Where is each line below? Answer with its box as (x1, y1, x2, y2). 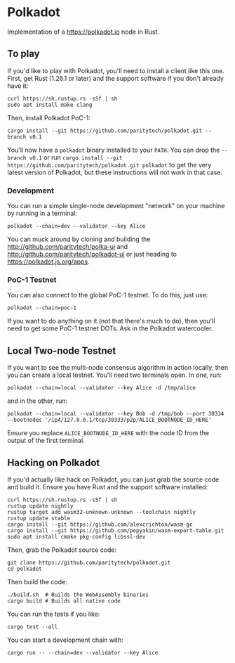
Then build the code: (7, 577, 67, 586)
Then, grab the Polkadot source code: (7, 546, 117, 554)
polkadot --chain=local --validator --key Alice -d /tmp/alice (7, 385, 196, 392)
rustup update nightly (7, 502, 74, 510)
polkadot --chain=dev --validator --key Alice (7, 223, 146, 230)
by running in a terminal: (7, 209, 78, 218)
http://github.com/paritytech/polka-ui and (7, 243, 128, 251)
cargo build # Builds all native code (7, 597, 121, 605)
